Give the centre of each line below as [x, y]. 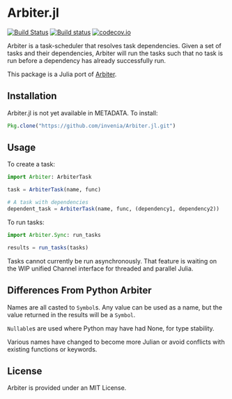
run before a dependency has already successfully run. [86, 60]
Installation [32, 96]
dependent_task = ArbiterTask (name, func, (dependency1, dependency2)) [113, 209]
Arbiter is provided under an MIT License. [67, 388]
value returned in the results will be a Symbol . [71, 314]
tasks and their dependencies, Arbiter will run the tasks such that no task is [115, 53]
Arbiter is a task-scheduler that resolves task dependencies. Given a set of [114, 45]
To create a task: [31, 164]
